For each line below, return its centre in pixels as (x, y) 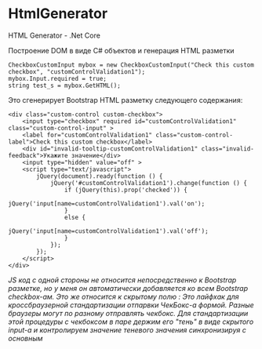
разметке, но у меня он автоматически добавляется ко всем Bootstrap (128, 288)
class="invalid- (228, 149)
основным (25, 338)
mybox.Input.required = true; (58, 78)
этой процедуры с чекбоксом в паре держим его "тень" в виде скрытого (131, 322)
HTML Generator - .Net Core (54, 35)
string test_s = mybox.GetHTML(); (65, 85)
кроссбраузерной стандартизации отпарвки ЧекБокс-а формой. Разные (131, 305)
